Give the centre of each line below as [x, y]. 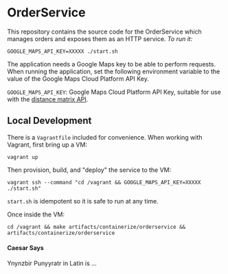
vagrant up [23, 157]
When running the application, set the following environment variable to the [114, 71]
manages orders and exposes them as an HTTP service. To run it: [100, 38]
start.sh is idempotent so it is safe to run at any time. [83, 201]
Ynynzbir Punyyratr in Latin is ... [52, 263]
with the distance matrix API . [48, 99]
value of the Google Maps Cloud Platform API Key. [78, 78]
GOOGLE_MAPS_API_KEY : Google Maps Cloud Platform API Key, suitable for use [114, 92]
